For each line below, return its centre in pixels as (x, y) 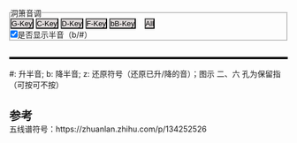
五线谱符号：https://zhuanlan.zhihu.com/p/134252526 (108, 129)
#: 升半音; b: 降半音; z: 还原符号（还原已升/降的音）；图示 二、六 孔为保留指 (145, 74)
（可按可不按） (36, 85)
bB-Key (122, 24)
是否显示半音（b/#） (55, 34)
